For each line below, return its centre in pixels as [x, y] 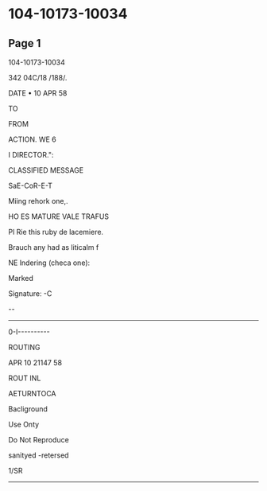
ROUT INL [25, 378]
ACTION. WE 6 [33, 139]
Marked [21, 278]
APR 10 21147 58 [35, 362]
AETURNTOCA [33, 394]
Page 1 [25, 43]
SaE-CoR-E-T [31, 185]
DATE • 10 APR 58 [38, 93]
